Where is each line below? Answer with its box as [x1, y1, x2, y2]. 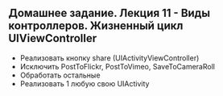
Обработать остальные [19, 70, 101, 80]
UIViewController [8, 31, 97, 45]
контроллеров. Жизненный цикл [8, 19, 184, 33]
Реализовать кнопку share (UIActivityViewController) [19, 52, 200, 63]
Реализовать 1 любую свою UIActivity [19, 78, 150, 88]
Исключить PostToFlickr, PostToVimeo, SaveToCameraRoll [19, 61, 216, 71]
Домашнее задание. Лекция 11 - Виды [8, 6, 211, 20]
